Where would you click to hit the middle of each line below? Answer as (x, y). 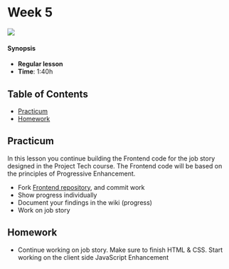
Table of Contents (48, 94)
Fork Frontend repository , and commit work (81, 187)
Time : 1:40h (35, 71)
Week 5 (30, 12)
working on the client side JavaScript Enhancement (93, 257)
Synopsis (22, 48)
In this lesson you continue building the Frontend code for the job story (111, 158)
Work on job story (44, 210)
